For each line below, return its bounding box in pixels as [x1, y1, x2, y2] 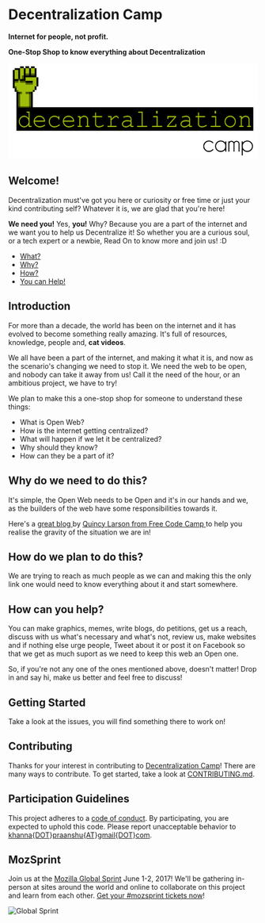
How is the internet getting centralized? [19, 426, 149, 435]
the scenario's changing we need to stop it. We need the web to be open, [8, 361, 248, 370]
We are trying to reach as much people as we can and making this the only [8, 571, 252, 580]
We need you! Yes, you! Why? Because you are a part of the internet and [8, 219, 248, 228]
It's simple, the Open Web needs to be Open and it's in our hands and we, [8, 495, 249, 504]
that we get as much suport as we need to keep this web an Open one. [8, 649, 239, 659]
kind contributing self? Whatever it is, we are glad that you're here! [8, 204, 225, 213]
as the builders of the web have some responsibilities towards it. [8, 504, 218, 513]
